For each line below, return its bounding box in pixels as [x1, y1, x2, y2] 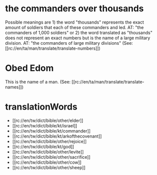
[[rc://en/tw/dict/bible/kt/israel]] [12, 122, 77, 128]
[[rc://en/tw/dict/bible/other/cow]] [12, 159, 82, 165]
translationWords [5, 101, 78, 113]
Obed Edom [5, 62, 54, 74]
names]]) [5, 84, 24, 90]
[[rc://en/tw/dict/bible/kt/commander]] [12, 128, 91, 134]
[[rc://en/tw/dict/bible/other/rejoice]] [12, 138, 87, 144]
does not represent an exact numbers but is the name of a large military [5, 35, 151, 41]
